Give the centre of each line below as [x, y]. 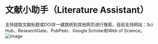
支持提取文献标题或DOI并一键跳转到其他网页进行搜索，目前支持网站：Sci [79, 24]
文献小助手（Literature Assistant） [77, 10]
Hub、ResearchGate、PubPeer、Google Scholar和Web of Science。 [75, 30]
